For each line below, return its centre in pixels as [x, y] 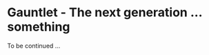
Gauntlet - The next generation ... [104, 13]
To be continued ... [34, 45]
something [39, 27]
